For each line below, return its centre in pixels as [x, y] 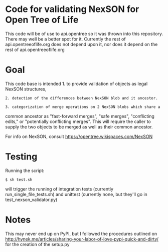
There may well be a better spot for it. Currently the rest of [66, 39]
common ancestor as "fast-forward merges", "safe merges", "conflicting [80, 116]
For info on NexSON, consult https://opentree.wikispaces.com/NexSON [79, 136]
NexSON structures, [26, 89]
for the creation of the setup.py [37, 244]
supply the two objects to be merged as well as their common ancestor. [79, 126]
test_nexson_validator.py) [31, 199]
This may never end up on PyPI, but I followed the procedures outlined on [81, 233]
